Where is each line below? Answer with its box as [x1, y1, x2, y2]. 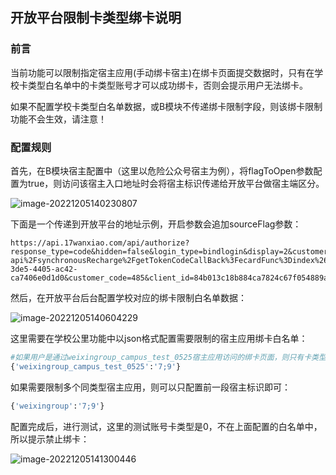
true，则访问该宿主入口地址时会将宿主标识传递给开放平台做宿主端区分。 [27, 177, 325, 189]
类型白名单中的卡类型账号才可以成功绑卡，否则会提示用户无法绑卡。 [27, 79, 308, 91]
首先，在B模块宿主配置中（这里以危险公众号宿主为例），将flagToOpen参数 [10, 164, 314, 177]
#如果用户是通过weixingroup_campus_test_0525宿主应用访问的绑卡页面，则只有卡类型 [10, 352, 327, 362]
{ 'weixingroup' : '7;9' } [10, 401, 105, 411]
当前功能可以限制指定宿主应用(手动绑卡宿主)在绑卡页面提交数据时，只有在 [10, 66, 315, 78]
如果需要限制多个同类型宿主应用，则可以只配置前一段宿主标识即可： [10, 381, 291, 393]
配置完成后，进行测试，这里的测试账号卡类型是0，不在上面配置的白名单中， [10, 420, 323, 432]
